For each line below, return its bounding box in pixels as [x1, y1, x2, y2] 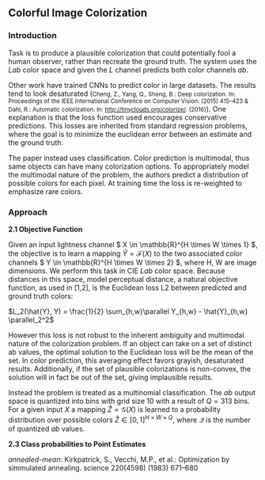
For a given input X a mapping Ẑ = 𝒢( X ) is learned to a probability [8, 404, 221, 414]
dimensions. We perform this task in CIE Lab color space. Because [8, 265, 225, 276]
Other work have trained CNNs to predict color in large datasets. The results [8, 80, 256, 90]
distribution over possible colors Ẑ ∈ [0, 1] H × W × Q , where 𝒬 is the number [8, 413, 252, 425]
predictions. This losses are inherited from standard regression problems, [8, 120, 248, 130]
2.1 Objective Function [8, 224, 83, 234]
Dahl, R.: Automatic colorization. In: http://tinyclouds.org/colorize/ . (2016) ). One [8, 104, 227, 113]
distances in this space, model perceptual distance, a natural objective [8, 274, 238, 284]
